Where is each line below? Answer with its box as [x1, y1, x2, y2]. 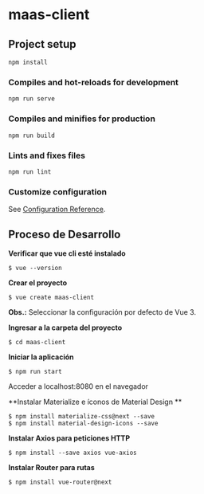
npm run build [8, 131, 56, 139]
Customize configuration [8, 186, 108, 197]
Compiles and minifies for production [8, 113, 155, 124]
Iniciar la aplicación [8, 352, 74, 362]
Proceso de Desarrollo [8, 227, 121, 241]
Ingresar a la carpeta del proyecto [8, 323, 123, 332]
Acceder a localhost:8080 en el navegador [8, 382, 149, 391]
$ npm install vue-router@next [8, 478, 112, 486]
